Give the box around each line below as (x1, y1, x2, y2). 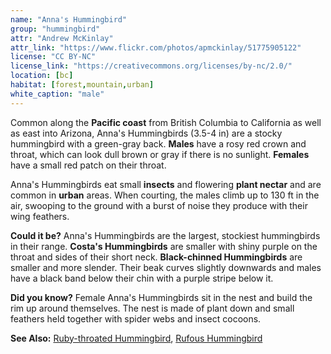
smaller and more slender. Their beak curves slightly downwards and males (10, 261, 322, 273)
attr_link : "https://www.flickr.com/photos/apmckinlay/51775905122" (10, 42, 302, 53)
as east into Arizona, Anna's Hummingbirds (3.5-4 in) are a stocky (10, 127, 283, 139)
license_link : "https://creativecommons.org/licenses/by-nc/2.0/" (10, 61, 293, 71)
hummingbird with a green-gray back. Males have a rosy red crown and (10, 137, 307, 150)
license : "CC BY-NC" (10, 52, 97, 62)
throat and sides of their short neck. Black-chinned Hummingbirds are (10, 251, 303, 263)
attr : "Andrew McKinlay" (10, 33, 114, 43)
